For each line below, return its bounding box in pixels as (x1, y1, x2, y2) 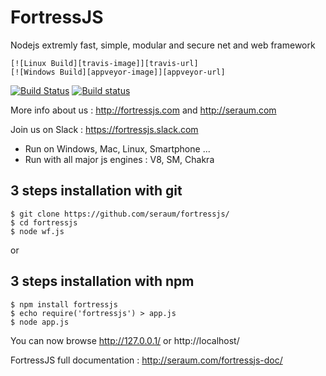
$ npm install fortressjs (10, 299, 118, 310)
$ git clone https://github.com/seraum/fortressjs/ (10, 209, 230, 219)
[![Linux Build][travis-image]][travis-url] (10, 58, 199, 68)
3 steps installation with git (10, 182, 183, 200)
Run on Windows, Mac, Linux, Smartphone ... (24, 142, 211, 155)
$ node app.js (10, 317, 70, 327)
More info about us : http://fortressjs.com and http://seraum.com (10, 104, 277, 116)
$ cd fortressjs (10, 217, 78, 228)
